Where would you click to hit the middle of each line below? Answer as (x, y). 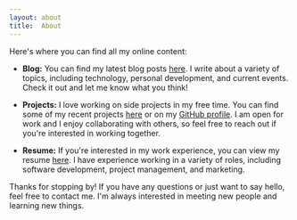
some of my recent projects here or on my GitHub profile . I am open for (153, 114)
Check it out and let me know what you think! (105, 87)
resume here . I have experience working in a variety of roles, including (152, 159)
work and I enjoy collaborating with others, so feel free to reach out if (149, 123)
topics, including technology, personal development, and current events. (155, 77)
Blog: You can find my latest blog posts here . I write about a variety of (151, 69)
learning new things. (47, 205)
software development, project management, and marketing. (133, 169)
